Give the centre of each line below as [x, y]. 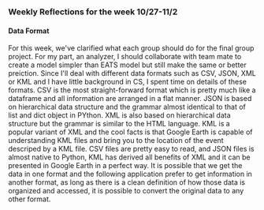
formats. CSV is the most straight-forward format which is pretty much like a [132, 90]
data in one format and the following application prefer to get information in [130, 174]
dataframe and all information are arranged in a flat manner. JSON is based [130, 99]
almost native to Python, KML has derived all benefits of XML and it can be [129, 157]
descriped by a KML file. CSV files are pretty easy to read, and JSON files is [131, 149]
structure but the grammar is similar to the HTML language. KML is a [119, 124]
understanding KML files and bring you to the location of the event [116, 141]
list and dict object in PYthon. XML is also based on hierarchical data [119, 115]
